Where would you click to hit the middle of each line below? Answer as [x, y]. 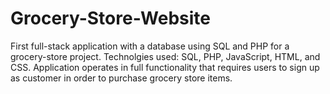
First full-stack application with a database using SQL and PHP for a [150, 46]
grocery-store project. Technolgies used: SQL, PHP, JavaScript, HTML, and [165, 56]
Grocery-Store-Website [110, 18]
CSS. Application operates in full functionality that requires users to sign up [165, 67]
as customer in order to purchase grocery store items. [121, 78]
